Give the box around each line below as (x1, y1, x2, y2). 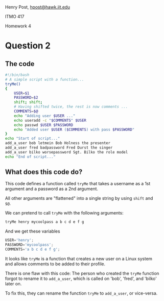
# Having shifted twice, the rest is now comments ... (14, 105, 128, 109)
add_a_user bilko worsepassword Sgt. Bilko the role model (5, 150, 128, 154)
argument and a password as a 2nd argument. (5, 186, 98, 192)
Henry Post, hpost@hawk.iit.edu (5, 4, 70, 10)
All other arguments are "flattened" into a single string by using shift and (5, 195, 153, 201)
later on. (5, 280, 22, 286)
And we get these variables (5, 228, 60, 234)
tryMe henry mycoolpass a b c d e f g (5, 219, 84, 224)
